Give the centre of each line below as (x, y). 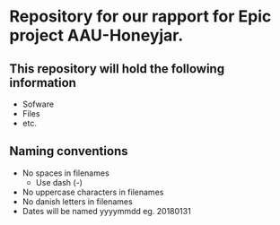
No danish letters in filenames (77, 201)
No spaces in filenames (66, 173)
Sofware (38, 104)
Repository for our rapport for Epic (140, 17)
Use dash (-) (59, 182)
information (43, 82)
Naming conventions (69, 151)
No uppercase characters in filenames (93, 192)
